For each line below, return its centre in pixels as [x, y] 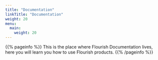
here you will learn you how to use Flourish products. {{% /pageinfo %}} [79, 52]
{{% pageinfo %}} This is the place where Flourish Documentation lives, [79, 47]
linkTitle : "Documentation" [34, 14]
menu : [11, 24]
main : [15, 28]
